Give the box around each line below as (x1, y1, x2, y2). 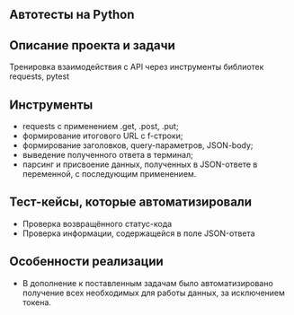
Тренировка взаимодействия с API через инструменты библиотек (9, 62, 264, 73)
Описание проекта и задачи (9, 38, 175, 53)
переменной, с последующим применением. (22, 169, 197, 179)
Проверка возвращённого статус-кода (22, 218, 173, 229)
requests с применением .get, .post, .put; (22, 121, 179, 132)
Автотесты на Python (9, 7, 135, 22)
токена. (22, 296, 52, 308)
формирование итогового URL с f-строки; (22, 130, 183, 142)
